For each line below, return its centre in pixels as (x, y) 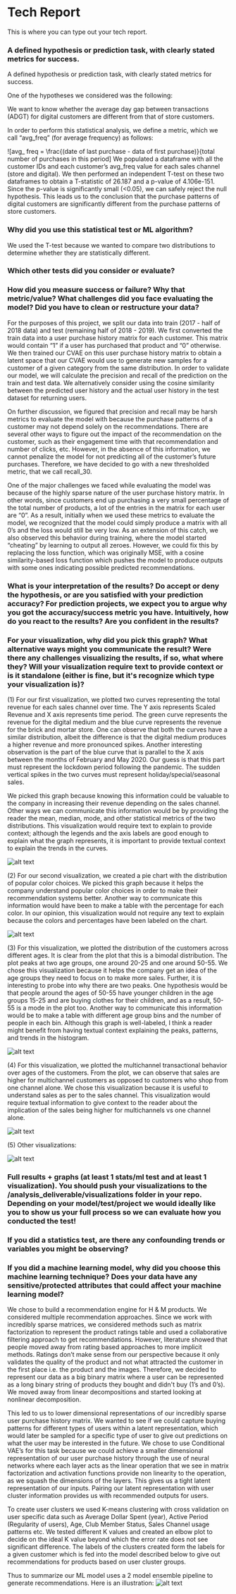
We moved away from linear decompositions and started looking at (105, 1392)
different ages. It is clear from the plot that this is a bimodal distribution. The (117, 955)
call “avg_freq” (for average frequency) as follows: (80, 138)
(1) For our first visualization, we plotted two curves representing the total (114, 699)
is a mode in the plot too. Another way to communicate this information (119, 1008)
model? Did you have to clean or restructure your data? (103, 308)
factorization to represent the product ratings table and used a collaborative (117, 1332)
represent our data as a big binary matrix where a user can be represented (116, 1377)
